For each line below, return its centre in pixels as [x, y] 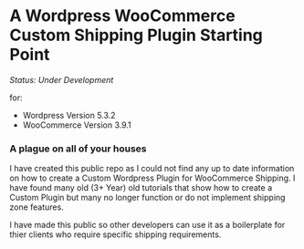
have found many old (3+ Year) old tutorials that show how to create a [141, 188]
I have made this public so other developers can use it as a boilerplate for [147, 225]
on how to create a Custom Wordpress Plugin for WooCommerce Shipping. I [152, 178]
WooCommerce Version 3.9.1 [77, 125]
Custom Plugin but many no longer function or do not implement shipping [147, 198]
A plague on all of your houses [78, 149]
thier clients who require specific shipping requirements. [115, 234]
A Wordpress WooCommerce [122, 16]
